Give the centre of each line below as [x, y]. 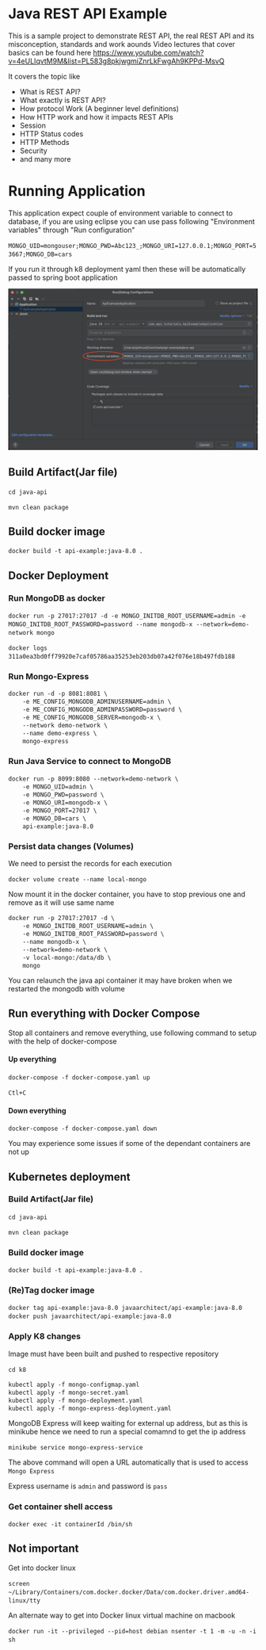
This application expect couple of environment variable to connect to [121, 213]
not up [19, 1152]
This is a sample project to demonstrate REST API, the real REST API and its [131, 36]
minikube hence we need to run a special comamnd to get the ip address [127, 1431]
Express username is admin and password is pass [88, 1486]
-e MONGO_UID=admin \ [58, 787]
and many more [45, 159]
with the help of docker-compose [63, 1041]
